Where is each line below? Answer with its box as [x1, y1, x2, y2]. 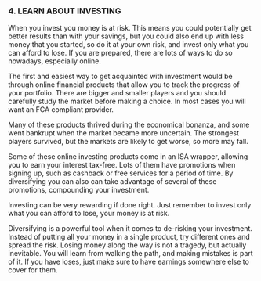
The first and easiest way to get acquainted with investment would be [8, 72, 233, 81]
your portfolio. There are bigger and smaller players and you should [8, 88, 227, 98]
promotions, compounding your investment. [8, 186, 150, 195]
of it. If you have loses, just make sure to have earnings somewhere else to [8, 257, 249, 267]
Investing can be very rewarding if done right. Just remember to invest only [8, 200, 252, 210]
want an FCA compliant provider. [8, 105, 114, 114]
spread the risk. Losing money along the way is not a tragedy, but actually [8, 240, 247, 250]
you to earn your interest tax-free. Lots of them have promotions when [8, 160, 236, 170]
